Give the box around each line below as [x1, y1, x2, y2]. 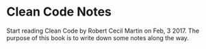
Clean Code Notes [6, 4, 112, 20]
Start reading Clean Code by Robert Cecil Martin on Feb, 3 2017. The [6, 27, 200, 35]
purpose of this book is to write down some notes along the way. [6, 33, 190, 42]
